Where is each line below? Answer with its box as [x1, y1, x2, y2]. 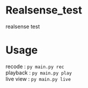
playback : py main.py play [5, 69, 72, 76]
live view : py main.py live [5, 75, 71, 82]
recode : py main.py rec [5, 63, 64, 70]
